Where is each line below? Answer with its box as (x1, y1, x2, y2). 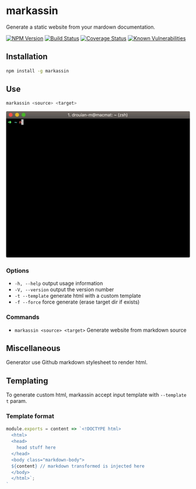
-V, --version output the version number (14, 286, 114, 293)
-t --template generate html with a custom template (14, 292, 141, 299)
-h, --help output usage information (14, 280, 103, 287)
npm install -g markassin (6, 68, 69, 74)
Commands (6, 313, 40, 321)
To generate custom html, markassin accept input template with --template (6, 391, 187, 398)
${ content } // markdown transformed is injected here (11, 463, 145, 469)
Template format (6, 412, 54, 421)
